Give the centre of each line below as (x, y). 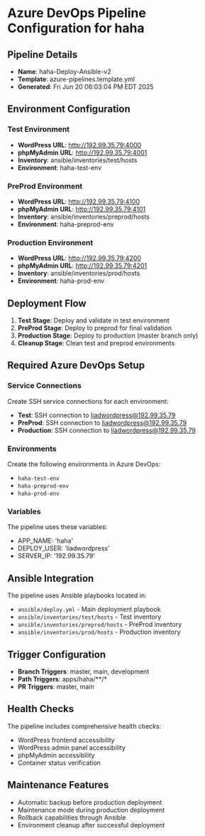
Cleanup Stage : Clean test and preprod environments (96, 343)
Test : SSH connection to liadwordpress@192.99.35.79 (96, 415)
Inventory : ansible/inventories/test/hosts (77, 160)
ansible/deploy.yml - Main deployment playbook (89, 610)
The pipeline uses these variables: (57, 527)
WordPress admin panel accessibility (72, 747)
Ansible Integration (51, 578)
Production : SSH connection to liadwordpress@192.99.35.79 (107, 430)
